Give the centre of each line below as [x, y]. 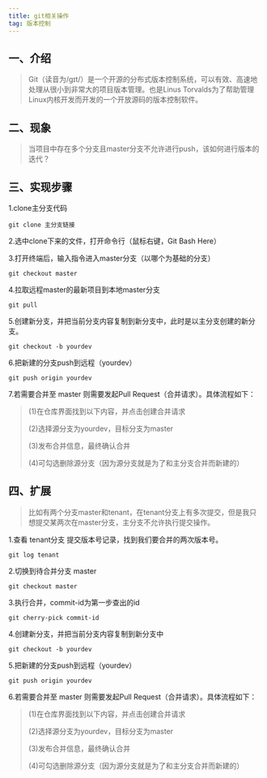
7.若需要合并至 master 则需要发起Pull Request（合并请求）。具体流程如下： [132, 393]
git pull [23, 305]
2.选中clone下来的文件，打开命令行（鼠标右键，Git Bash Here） [114, 241]
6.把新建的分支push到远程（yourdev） [72, 363]
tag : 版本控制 [30, 24]
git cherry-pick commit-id [54, 617]
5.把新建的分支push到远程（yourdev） [72, 665]
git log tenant [34, 555]
